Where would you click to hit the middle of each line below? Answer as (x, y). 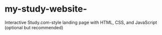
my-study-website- (46, 9)
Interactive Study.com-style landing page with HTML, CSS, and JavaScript (81, 22)
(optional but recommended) (34, 27)
